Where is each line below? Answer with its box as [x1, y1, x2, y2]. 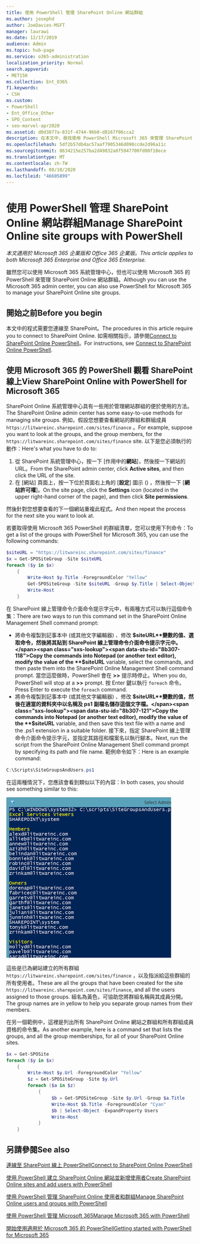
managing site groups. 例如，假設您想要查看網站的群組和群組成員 [6, 416, 167, 423]
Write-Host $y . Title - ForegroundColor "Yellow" [27, 575, 148, 581]
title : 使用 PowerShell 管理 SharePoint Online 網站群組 [6, 10, 143, 15]
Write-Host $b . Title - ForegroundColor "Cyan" [51, 1101, 167, 1108]
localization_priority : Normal [6, 60, 84, 66]
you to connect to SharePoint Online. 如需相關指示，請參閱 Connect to [6, 332, 177, 340]
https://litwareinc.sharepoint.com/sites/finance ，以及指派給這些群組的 [6, 972, 190, 979]
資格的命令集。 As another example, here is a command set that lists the [6, 1025, 182, 1033]
